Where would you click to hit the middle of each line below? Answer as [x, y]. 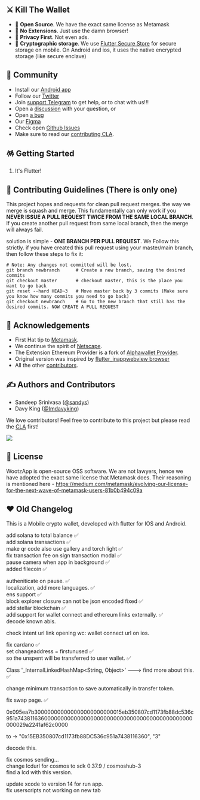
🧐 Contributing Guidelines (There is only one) [92, 190]
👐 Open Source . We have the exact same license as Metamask [92, 24]
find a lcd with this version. [39, 772]
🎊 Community [32, 75]
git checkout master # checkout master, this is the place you [95, 281]
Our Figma [28, 121]
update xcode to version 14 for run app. [55, 784]
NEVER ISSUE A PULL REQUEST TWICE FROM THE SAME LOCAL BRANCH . [100, 217]
